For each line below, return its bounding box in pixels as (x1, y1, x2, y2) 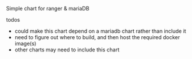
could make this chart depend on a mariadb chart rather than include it (14, 27, 187, 34)
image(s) (14, 40, 37, 47)
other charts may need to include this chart (14, 46, 120, 53)
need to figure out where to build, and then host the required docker (14, 34, 180, 40)
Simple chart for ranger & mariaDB (6, 5, 90, 12)
